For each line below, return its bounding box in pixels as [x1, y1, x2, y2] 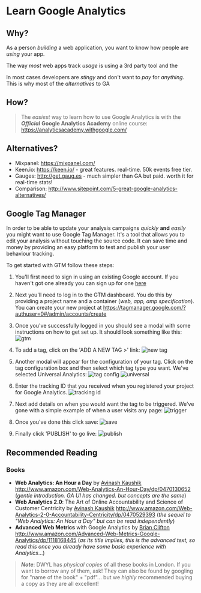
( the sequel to [157, 511, 191, 519]
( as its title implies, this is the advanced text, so [77, 537, 196, 544]
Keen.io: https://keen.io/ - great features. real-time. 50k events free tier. [14, 166, 193, 173]
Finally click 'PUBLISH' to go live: [14, 430, 97, 438]
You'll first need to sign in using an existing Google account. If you [14, 273, 179, 280]
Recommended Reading [6, 447, 98, 457]
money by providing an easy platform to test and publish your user [6, 244, 171, 251]
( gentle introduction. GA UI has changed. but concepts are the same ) [14, 492, 187, 499]
